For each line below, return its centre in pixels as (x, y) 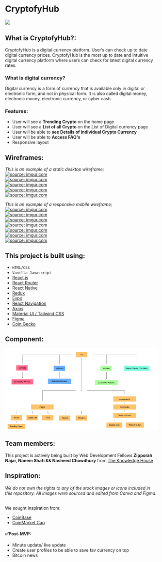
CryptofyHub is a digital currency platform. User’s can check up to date (76, 50)
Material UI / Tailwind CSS (38, 313)
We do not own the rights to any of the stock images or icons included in (78, 488)
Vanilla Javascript (32, 273)
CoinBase (22, 517)
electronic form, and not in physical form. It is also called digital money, (76, 94)
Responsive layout (30, 142)
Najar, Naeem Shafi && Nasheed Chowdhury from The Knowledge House (79, 460)
